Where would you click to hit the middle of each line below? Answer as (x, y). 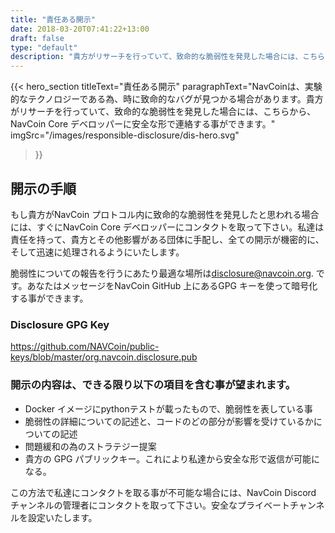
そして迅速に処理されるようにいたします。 (97, 252)
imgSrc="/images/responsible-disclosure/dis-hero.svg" (125, 135)
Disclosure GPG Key (60, 324)
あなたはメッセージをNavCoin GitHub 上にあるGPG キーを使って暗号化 (172, 285)
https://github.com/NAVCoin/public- (85, 347)
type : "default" (44, 47)
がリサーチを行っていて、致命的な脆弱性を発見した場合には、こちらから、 (163, 112)
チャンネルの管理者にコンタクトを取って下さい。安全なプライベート (150, 505)
